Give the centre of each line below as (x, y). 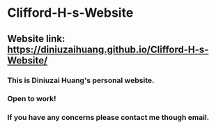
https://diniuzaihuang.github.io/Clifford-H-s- (108, 49)
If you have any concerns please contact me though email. (108, 118)
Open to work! (32, 99)
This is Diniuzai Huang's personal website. (81, 80)
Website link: (36, 39)
